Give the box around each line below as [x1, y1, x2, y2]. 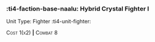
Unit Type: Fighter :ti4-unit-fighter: [6, 18, 91, 25]
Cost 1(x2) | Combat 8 [6, 29, 58, 36]
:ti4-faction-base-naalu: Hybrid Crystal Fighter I [6, 5, 150, 13]
